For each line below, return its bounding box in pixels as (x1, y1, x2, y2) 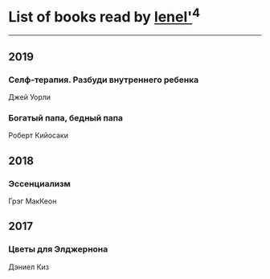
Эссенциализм (8, 178, 71, 189)
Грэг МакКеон (8, 196, 57, 206)
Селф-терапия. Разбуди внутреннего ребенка (8, 74, 199, 85)
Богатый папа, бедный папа (8, 112, 123, 123)
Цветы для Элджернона (8, 244, 108, 255)
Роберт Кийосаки (8, 130, 68, 141)
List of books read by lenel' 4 (8, 5, 201, 27)
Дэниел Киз (8, 262, 50, 272)
